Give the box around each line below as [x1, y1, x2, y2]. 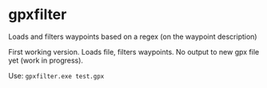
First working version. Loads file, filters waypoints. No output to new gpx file [8, 47, 260, 56]
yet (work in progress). [8, 55, 84, 65]
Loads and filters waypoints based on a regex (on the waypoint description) [8, 32, 257, 41]
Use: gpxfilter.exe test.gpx [8, 71, 105, 80]
